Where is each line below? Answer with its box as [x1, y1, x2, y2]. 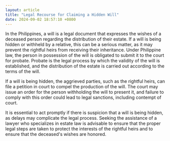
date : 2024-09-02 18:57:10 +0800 [5, 17, 76, 22]
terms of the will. [5, 68, 41, 75]
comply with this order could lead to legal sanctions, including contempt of [5, 94, 161, 100]
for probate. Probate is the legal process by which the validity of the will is [5, 58, 160, 64]
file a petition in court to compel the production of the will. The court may [5, 84, 158, 90]
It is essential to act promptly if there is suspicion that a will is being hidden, [5, 110, 163, 116]
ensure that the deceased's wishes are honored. [5, 131, 107, 137]
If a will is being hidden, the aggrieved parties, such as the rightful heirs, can [5, 78, 165, 84]
